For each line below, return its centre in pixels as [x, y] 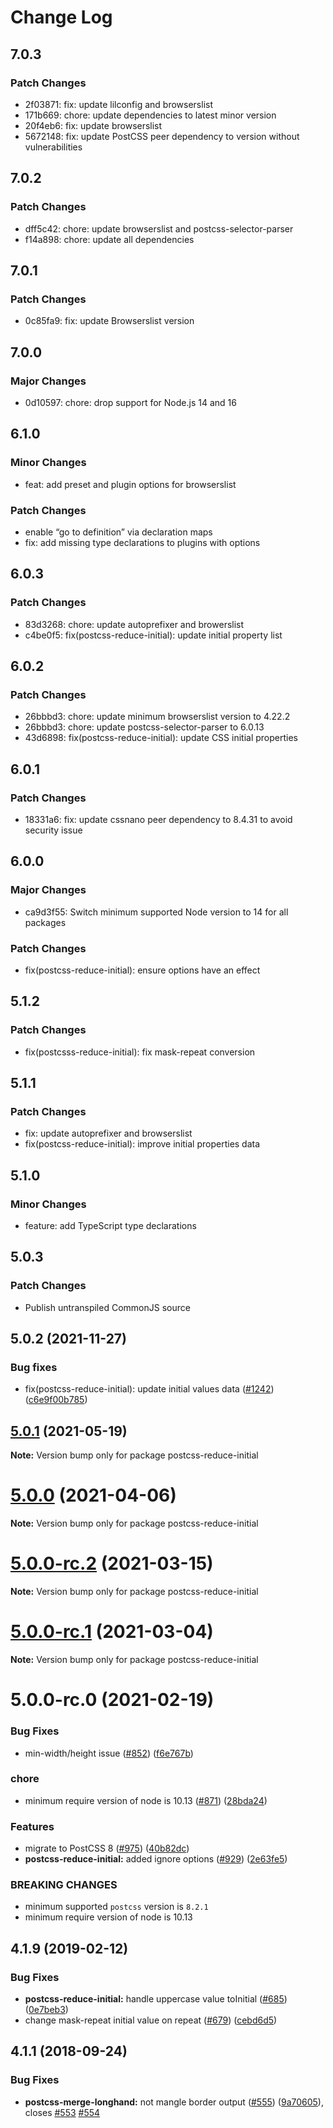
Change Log [61, 17]
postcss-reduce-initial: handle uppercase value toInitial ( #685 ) [156, 1999]
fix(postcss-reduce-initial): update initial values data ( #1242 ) [149, 1389]
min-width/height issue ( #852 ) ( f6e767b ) [109, 1753]
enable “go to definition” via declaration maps [118, 532]
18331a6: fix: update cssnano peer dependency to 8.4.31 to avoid [158, 819]
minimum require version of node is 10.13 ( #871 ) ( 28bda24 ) [146, 1800]
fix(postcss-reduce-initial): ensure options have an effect [142, 970]
